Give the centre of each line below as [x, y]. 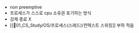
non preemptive [26, 7]
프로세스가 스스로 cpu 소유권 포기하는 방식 [51, 13]
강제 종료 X [20, 19]
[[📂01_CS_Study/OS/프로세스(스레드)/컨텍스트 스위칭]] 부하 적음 [72, 25]
